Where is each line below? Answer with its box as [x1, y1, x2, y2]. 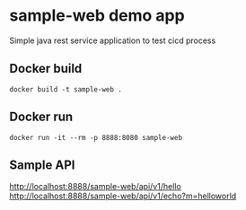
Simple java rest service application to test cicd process [9, 35, 216, 46]
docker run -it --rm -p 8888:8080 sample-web [9, 133, 182, 142]
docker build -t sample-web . [9, 84, 123, 94]
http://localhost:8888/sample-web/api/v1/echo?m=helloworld [9, 190, 237, 202]
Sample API [9, 157, 75, 172]
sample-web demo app [9, 5, 186, 26]
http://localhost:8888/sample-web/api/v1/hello [9, 181, 181, 192]
